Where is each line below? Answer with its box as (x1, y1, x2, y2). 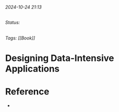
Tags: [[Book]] (5, 35, 35, 41)
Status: (5, 19, 20, 25)
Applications (5, 63, 60, 74)
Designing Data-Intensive (5, 52, 114, 63)
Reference (5, 86, 49, 97)
